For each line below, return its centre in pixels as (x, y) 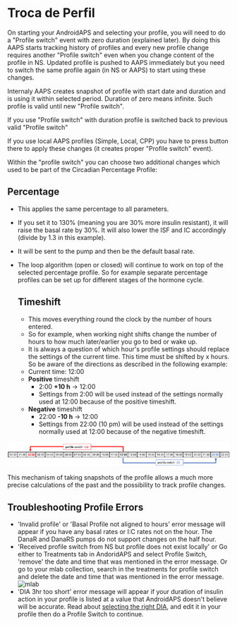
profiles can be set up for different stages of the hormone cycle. (111, 279)
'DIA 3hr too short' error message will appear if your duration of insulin (120, 592)
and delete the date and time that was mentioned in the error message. (121, 577)
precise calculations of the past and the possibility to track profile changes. (117, 485)
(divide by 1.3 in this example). (61, 237)
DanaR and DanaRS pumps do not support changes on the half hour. (117, 539)
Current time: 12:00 (56, 371)
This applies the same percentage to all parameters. (93, 209)
